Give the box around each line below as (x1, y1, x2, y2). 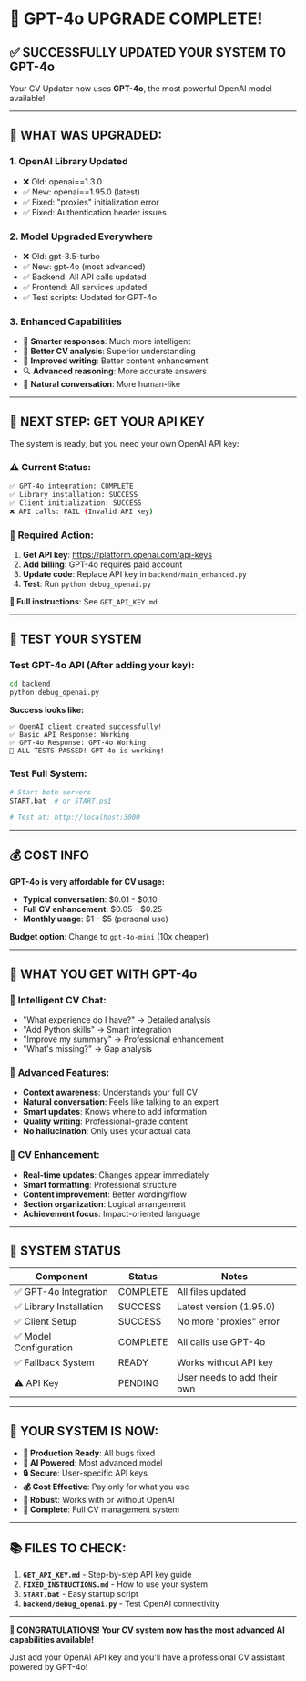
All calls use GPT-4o (177, 1336, 266, 1349)
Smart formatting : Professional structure (22, 1179, 178, 1190)
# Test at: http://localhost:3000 (9, 813, 141, 822)
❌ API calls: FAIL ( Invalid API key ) (9, 507, 154, 517)
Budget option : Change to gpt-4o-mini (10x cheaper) (9, 931, 209, 942)
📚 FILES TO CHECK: (9, 1540, 127, 1556)
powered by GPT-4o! (9, 1662, 88, 1673)
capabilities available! (9, 1634, 94, 1645)
